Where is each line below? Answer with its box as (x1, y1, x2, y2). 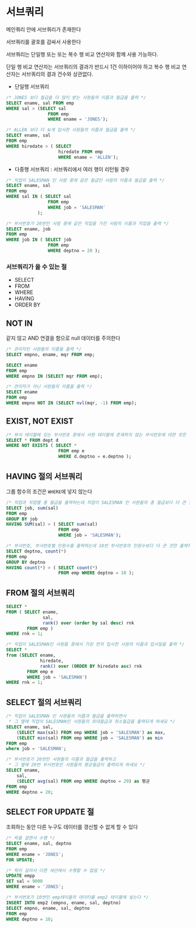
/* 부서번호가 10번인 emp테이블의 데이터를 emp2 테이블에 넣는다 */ (6, 895, 149, 900)
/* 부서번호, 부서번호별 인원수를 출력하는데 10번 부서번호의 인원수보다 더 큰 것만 (6, 543, 177, 549)
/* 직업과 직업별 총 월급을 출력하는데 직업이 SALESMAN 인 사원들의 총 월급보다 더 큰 (6, 499, 186, 506)
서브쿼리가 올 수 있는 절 (6, 262, 67, 271)
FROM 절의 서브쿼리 (6, 588, 75, 598)
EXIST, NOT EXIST (6, 417, 74, 427)
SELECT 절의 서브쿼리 (6, 697, 82, 707)
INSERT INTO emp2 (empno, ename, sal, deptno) (6, 900, 121, 906)
